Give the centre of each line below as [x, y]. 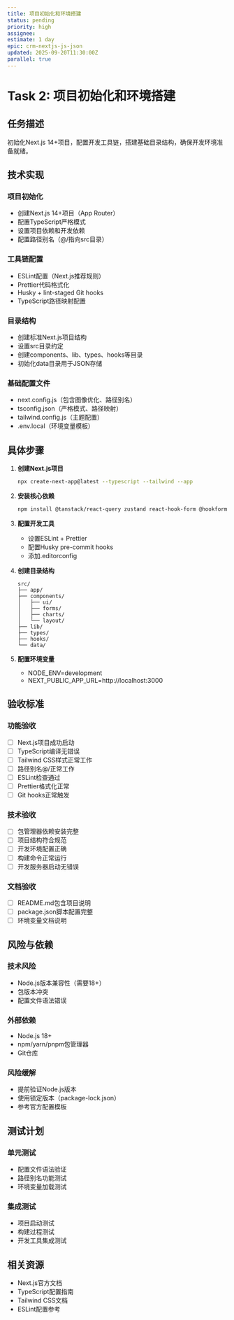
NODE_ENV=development [65, 673]
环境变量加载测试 [42, 1187]
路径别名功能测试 [42, 1178]
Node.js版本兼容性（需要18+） [61, 983]
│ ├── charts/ [41, 614]
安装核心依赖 [36, 496]
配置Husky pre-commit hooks [71, 547]
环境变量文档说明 [42, 921]
